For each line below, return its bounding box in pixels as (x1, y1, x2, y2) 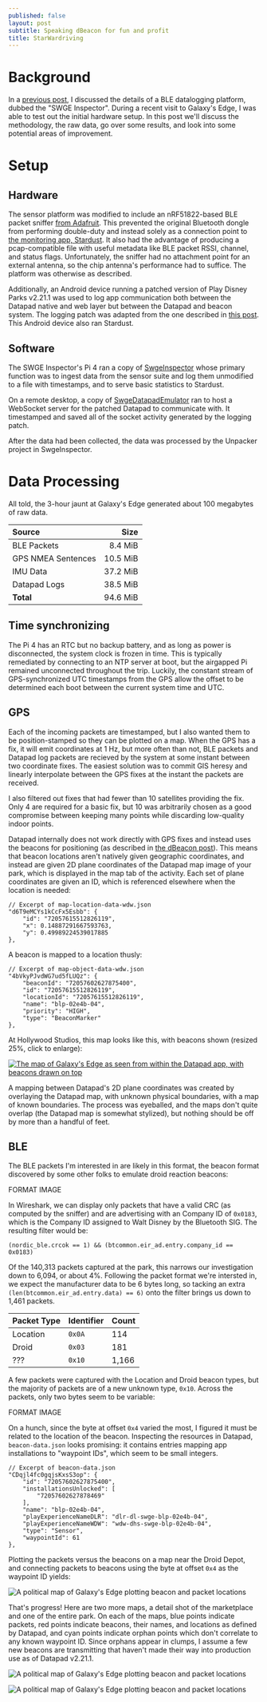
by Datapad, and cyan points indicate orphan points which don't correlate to (8, 1629, 258, 1638)
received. (8, 778, 40, 788)
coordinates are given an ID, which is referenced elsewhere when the (8, 876, 236, 887)
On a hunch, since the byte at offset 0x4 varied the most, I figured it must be (8, 1423, 257, 1433)
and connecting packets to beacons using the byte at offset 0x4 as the (8, 1563, 239, 1573)
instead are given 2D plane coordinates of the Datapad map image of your (8, 859, 252, 869)
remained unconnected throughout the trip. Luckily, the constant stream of (8, 665, 253, 675)
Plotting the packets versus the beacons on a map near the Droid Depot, (8, 1555, 245, 1565)
